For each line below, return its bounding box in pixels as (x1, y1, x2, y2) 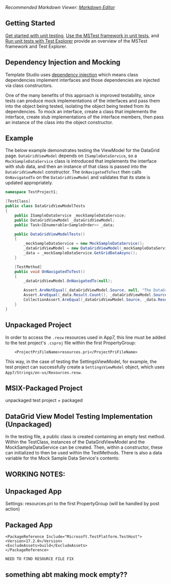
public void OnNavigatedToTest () (14, 269, 85, 274)
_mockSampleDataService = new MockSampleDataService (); (23, 241, 145, 246)
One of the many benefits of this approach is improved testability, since (5, 92, 155, 98)
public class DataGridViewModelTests (5, 203, 85, 209)
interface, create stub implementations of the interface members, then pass (5, 114, 164, 120)
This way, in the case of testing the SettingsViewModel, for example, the (5, 358, 157, 364)
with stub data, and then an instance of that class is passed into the (5, 164, 147, 170)
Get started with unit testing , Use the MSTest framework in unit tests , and (5, 33, 159, 39)
